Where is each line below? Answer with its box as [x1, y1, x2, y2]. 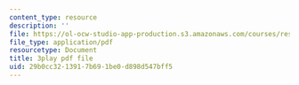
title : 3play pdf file [9, 54, 93, 63]
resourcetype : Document [9, 46, 98, 55]
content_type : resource [9, 12, 98, 22]
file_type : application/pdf [9, 37, 114, 47]
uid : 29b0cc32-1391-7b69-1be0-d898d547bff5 [9, 63, 174, 72]
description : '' [9, 21, 69, 30]
